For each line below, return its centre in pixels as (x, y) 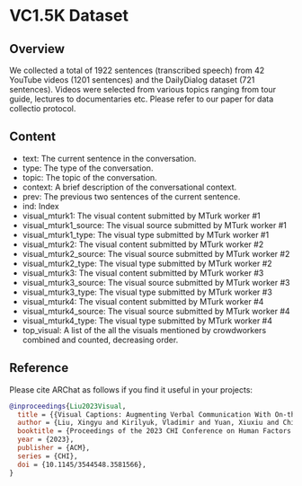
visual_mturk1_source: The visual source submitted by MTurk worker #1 (155, 225)
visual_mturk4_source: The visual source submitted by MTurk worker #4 (156, 311)
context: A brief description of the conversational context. (129, 187)
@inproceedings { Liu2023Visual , (68, 406)
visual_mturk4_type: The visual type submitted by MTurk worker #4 (147, 321)
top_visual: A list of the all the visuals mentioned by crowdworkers (144, 330)
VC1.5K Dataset (69, 16)
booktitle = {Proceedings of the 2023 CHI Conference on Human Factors (155, 431)
